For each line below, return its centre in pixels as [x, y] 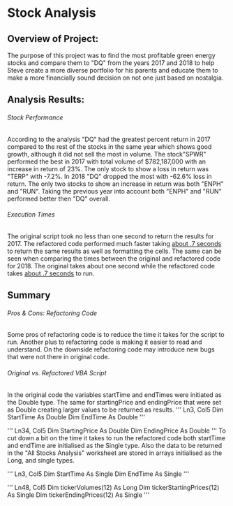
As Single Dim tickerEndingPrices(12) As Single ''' [78, 495]
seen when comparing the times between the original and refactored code [114, 258]
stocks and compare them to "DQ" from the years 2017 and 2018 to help [111, 63]
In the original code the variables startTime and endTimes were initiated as [114, 395]
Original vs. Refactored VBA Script [57, 373]
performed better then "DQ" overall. [59, 198]
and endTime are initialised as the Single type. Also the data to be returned [115, 445]
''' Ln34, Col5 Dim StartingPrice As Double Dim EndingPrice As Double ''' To [117, 431]
